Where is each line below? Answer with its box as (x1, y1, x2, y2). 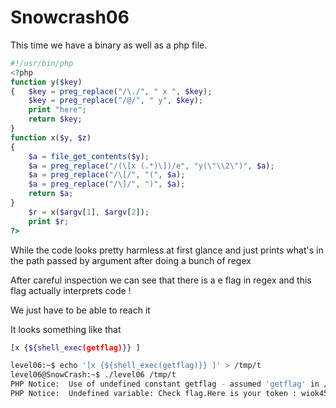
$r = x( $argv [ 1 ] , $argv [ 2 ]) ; (28, 207, 150, 217)
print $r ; (28, 216, 70, 226)
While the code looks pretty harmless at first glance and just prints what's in (10, 244, 324, 256)
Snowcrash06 (10, 6, 130, 29)
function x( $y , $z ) (10, 132, 92, 143)
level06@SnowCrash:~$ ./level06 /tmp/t (10, 370, 177, 380)
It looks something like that (10, 323, 122, 335)
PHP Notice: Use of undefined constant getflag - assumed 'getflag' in (10, 379, 320, 390)
